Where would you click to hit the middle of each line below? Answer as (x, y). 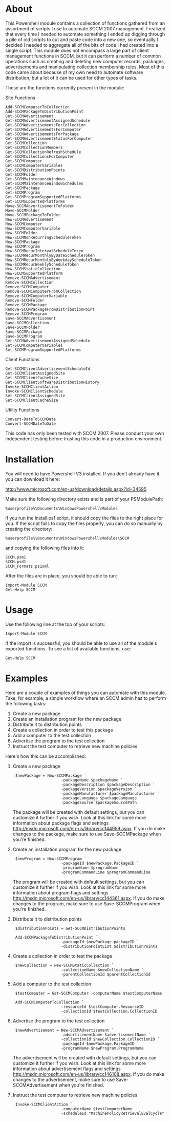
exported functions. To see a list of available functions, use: (68, 648)
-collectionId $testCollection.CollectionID (109, 1011)
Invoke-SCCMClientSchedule (34, 391)
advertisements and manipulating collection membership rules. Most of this (85, 67)
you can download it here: (33, 479)
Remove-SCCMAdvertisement (33, 278)
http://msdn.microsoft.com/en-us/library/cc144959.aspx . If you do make (89, 828)
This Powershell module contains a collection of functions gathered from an (85, 23)
